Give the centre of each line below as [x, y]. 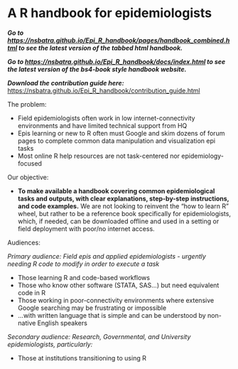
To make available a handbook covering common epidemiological [116, 191]
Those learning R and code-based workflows [84, 277]
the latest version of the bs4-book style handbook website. [97, 69]
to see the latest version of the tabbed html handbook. [101, 48]
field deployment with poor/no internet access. [86, 228]
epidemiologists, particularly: [50, 344]
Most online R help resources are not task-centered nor [98, 156]
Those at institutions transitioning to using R [82, 358]
